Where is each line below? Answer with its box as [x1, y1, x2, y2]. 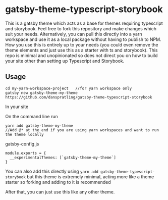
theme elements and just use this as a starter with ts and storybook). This [5, 47, 158, 53]
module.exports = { [5, 151, 46, 156]
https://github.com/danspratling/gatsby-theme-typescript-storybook [5, 94, 152, 99]
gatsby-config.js [5, 140, 39, 147]
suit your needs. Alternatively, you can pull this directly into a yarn [5, 31, 142, 37]
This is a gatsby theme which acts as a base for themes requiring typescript [5, 20, 163, 26]
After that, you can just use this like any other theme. [5, 188, 115, 195]
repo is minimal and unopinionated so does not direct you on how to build [5, 52, 158, 59]
